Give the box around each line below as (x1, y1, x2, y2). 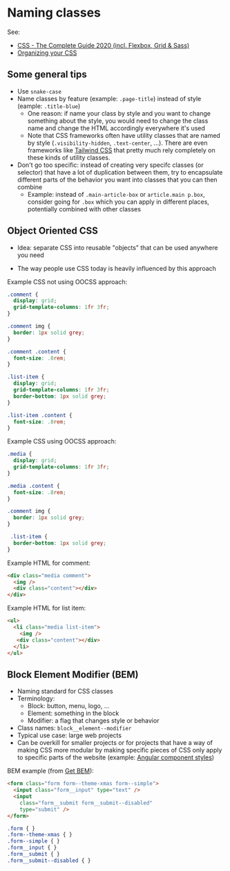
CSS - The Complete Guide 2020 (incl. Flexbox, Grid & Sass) (17, 41, 190, 49)
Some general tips (7, 69, 88, 80)
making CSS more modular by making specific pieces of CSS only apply (17, 746, 222, 755)
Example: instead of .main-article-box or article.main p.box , (27, 190, 205, 198)
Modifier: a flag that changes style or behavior (27, 716, 160, 725)
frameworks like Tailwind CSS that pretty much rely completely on (27, 146, 215, 154)
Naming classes (7, 5, 102, 21)
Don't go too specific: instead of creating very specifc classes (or (17, 161, 204, 169)
